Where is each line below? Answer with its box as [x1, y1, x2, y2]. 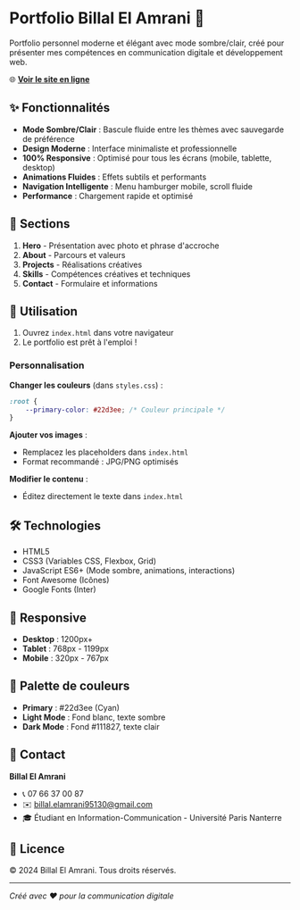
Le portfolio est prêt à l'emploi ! [21, 337, 137, 347]
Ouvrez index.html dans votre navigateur [21, 328, 174, 338]
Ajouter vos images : [9, 430, 87, 440]
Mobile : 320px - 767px [21, 652, 109, 664]
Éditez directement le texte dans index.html [21, 491, 184, 502]
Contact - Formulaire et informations [21, 278, 158, 288]
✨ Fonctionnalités [9, 100, 111, 115]
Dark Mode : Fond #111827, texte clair [21, 721, 160, 731]
